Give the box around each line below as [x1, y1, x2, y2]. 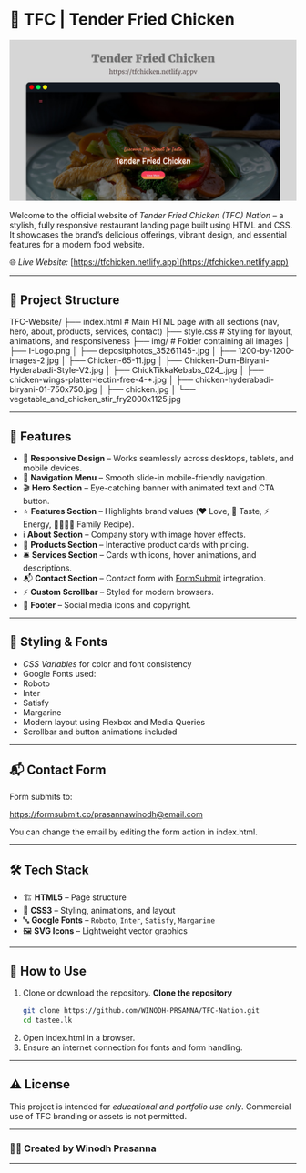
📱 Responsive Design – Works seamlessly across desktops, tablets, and [22, 453, 294, 464]
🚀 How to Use [9, 963, 87, 978]
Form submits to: [9, 791, 73, 802]
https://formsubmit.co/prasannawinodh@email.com [9, 808, 203, 819]
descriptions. [22, 562, 73, 573]
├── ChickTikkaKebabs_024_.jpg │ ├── [112, 365, 264, 376]
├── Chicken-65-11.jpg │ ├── [67, 355, 182, 366]
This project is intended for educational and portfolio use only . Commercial [9, 1101, 291, 1112]
